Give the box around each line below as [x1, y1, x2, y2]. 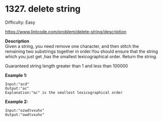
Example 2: [5, 98, 28, 105]
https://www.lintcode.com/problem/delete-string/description [5, 29, 127, 34]
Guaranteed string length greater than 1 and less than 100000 [5, 63, 128, 69]
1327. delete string [5, 3, 81, 15]
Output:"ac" [5, 86, 29, 91]
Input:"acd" [5, 81, 29, 87]
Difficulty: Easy [5, 19, 36, 25]
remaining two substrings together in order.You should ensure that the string [5, 48, 158, 54]
